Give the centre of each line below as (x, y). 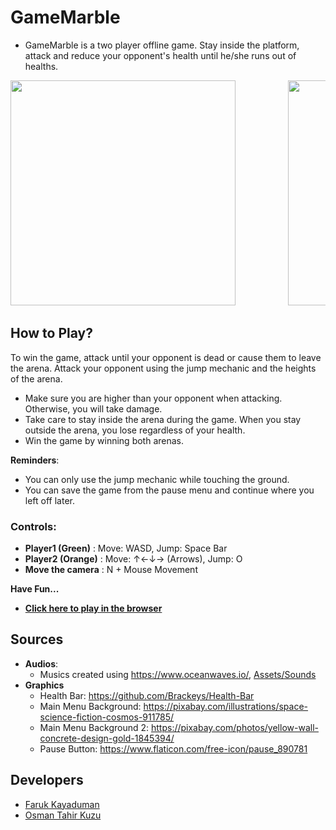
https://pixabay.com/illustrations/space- (226, 706)
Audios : (41, 663)
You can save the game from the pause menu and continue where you (169, 490)
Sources (37, 639)
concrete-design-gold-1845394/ (107, 738)
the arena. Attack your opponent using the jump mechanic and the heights (163, 368)
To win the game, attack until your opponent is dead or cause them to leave (166, 357)
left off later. (50, 500)
